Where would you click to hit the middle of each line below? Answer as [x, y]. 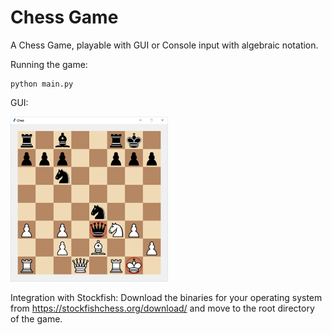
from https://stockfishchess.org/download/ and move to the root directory [162, 308]
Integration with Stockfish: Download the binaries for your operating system [166, 297]
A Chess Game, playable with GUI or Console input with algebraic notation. [164, 45]
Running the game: [49, 64]
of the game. [36, 318]
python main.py [42, 84]
